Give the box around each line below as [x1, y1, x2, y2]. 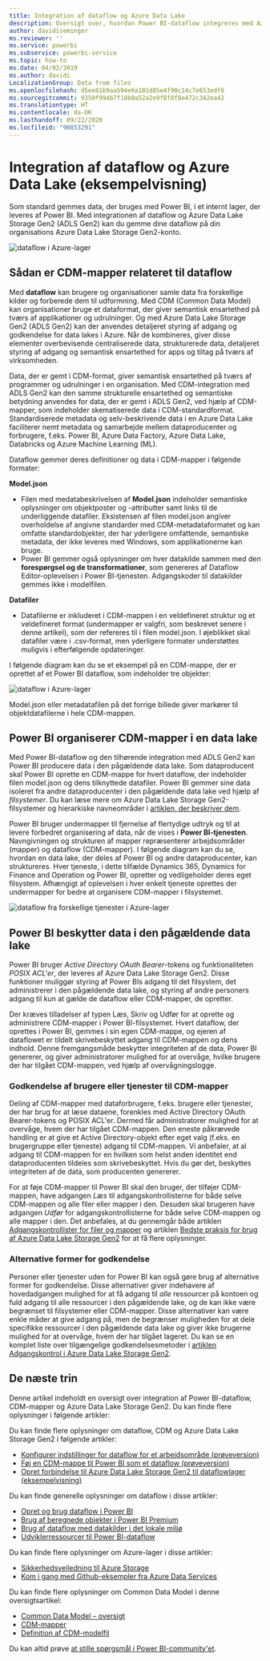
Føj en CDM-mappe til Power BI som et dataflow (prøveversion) [20, 1458, 230, 1468]
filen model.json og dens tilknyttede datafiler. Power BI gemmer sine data [9, 778, 251, 788]
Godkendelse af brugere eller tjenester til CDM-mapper [9, 1081, 229, 1092]
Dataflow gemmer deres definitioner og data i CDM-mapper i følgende [9, 455, 241, 464]
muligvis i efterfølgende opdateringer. [20, 645, 146, 654]
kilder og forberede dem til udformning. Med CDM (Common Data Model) [9, 296, 252, 305]
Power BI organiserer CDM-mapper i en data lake [9, 731, 258, 745]
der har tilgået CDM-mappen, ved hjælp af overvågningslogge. [9, 1061, 217, 1070]
